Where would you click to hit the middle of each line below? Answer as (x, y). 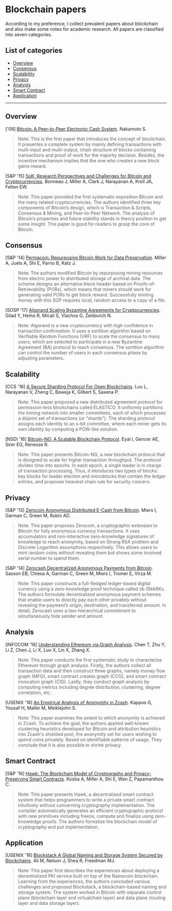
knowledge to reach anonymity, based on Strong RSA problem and (88, 542)
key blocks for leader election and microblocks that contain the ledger (92, 476)
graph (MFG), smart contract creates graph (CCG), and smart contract (92, 676)
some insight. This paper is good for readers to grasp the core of (86, 224)
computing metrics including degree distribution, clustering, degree (89, 687)
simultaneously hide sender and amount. (61, 616)
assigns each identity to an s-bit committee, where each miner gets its (92, 424)
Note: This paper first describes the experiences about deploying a (89, 871)
